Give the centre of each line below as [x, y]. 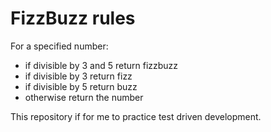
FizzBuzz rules [73, 18]
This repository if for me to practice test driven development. [136, 116]
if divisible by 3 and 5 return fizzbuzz [101, 65]
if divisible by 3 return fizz [78, 76]
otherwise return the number [84, 97]
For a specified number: [59, 46]
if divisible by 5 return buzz [81, 86]
